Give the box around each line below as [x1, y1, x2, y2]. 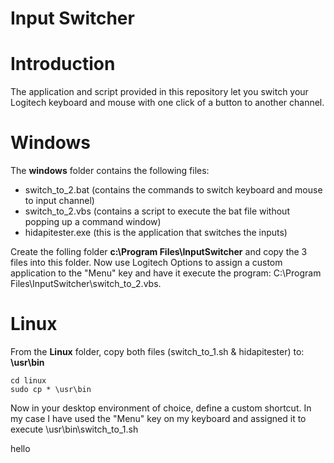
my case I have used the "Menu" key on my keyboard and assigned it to [10, 413, 307, 424]
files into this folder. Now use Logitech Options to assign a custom [10, 257, 283, 269]
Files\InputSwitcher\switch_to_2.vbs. [10, 278, 162, 290]
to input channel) [24, 195, 95, 207]
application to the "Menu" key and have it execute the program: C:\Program [10, 267, 322, 279]
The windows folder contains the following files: [10, 165, 210, 177]
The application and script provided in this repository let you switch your [10, 86, 309, 98]
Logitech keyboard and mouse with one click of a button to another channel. [10, 97, 325, 109]
